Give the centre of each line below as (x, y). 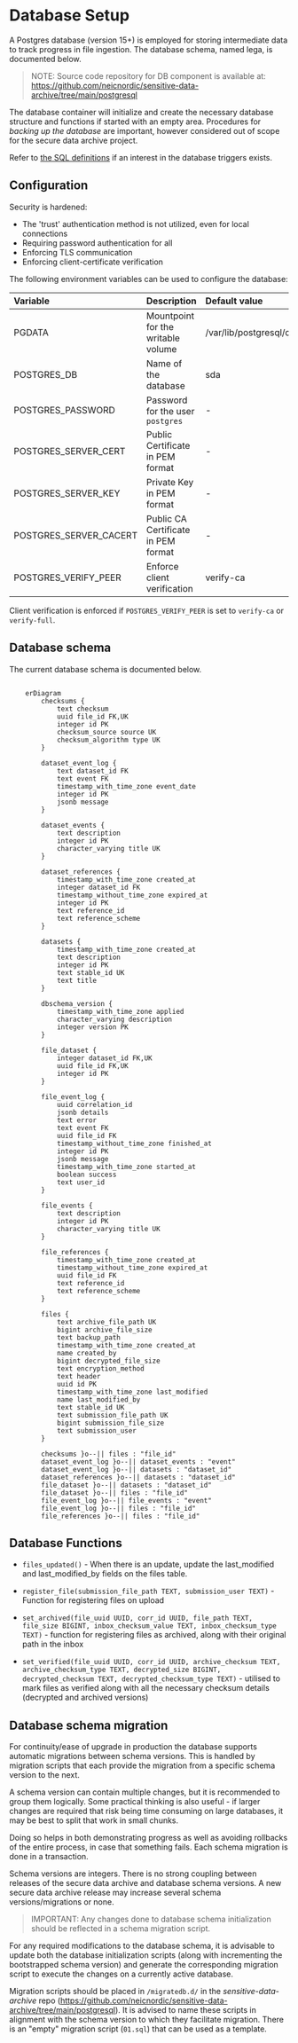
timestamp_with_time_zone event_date (126, 786)
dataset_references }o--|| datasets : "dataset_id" (139, 1477)
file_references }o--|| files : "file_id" (121, 1516)
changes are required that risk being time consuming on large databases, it (146, 1811)
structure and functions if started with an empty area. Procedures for (135, 122)
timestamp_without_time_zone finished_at (134, 1143)
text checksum (82, 709)
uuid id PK (77, 1384)
